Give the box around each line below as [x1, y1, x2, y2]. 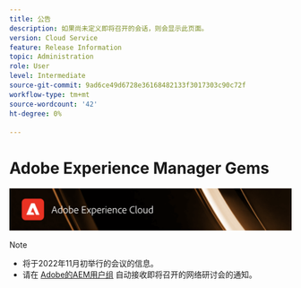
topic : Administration [9, 52, 94, 62]
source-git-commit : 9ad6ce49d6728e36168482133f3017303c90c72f [9, 81, 246, 90]
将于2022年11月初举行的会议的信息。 [21, 258, 159, 269]
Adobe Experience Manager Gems [9, 158, 270, 179]
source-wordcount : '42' [9, 100, 99, 109]
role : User [9, 62, 50, 71]
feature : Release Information [9, 43, 123, 52]
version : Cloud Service [9, 33, 99, 42]
